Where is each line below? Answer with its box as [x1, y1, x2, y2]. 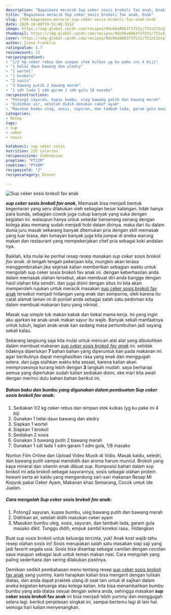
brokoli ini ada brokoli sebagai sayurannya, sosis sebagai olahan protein [6, 468, 156, 475]
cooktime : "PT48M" [6, 163, 45, 168]
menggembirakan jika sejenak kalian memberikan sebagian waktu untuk [6, 264, 156, 270]
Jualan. [6, 485, 21, 491]
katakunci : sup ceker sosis [6, 144, 65, 149]
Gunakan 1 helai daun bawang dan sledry [13, 416, 99, 422]
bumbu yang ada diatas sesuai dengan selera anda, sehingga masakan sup [6, 588, 164, 594]
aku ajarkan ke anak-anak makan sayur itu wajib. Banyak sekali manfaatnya [6, 317, 163, 323]
